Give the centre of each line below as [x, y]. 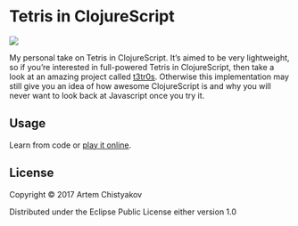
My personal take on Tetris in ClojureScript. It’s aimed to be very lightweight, [149, 57]
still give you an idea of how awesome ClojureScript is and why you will [141, 85]
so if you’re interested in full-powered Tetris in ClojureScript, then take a [142, 67]
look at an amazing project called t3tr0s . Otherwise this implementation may [149, 77]
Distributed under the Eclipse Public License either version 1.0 [123, 212]
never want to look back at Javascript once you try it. [107, 95]
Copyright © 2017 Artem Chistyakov [76, 194]
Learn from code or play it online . [70, 145]
